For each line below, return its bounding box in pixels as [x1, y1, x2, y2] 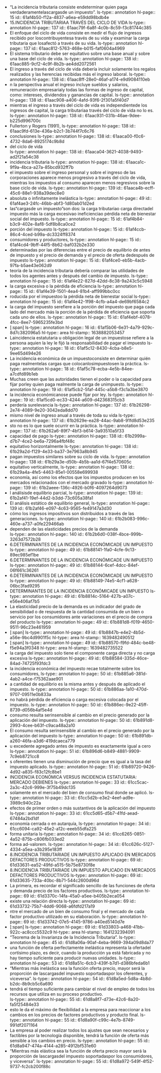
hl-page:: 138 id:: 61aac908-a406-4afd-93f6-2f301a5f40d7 [9, 97, 129, 103]
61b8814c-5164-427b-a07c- [78, 593, 135, 599]
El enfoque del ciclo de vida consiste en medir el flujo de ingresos [9, 30, 142, 36]
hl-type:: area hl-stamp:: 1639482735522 [40, 645, 123, 651]
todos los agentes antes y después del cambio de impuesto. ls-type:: [9, 273, 148, 279]
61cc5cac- [127, 779, 149, 785]
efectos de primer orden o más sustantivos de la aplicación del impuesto [9, 805, 156, 811]
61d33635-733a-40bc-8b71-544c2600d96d [9, 877, 100, 883]
